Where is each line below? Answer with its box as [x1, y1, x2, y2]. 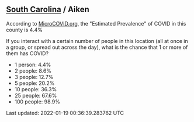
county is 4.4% [6, 26, 43, 33]
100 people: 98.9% [14, 98, 60, 105]
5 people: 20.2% [14, 80, 55, 87]
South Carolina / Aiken [6, 5, 89, 15]
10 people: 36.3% [14, 85, 57, 92]
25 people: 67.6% [14, 92, 57, 99]
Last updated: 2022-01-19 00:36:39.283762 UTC [6, 109, 124, 116]
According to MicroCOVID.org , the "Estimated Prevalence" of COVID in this [6, 20, 186, 27]
